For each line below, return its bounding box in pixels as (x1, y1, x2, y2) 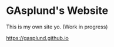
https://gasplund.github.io (6, 34, 69, 41)
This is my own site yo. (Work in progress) (6, 23, 108, 30)
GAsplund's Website (6, 4, 109, 17)
